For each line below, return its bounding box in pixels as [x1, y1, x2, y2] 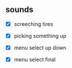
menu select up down [13, 44, 67, 51]
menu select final [13, 56, 56, 63]
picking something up [13, 32, 67, 39]
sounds [5, 5, 33, 15]
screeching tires [13, 20, 53, 27]
